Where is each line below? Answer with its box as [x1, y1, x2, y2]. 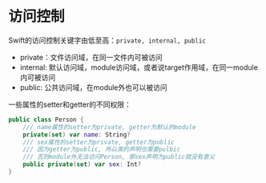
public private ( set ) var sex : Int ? [22, 161, 142, 169]
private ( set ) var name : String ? [22, 130, 131, 139]
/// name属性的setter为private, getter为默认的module [22, 123, 196, 131]
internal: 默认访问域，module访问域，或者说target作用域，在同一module [19, 62, 259, 72]
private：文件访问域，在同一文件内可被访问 [19, 52, 163, 62]
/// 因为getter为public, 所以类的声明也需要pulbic [22, 145, 181, 153]
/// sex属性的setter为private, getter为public [22, 138, 175, 146]
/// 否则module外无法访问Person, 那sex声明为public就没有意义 [22, 153, 216, 161]
